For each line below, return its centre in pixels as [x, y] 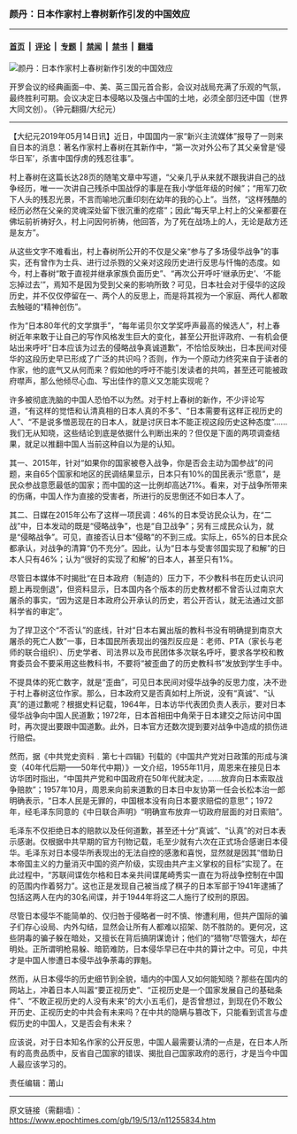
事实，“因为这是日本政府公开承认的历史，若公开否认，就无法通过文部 [158, 600]
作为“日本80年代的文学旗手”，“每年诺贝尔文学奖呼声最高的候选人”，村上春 [145, 325]
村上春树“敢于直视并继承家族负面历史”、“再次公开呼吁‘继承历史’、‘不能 [152, 273]
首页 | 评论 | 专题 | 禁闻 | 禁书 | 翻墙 [81, 46]
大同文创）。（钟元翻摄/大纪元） [65, 109]
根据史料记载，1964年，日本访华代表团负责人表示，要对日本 [176, 704]
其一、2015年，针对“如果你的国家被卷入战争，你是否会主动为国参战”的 [137, 462]
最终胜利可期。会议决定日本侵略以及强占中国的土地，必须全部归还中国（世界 [148, 97]
